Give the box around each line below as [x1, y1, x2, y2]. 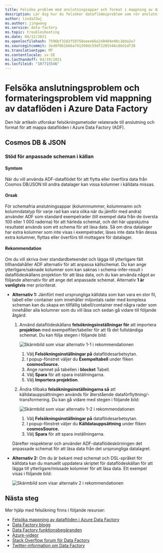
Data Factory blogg [12, 522, 51, 528]
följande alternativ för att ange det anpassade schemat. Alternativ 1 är [5, 277, 145, 283]
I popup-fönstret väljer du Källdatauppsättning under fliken [26, 420, 147, 426]
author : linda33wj [5, 16, 42, 21]
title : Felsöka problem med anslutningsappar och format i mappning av [5, 7, 153, 12]
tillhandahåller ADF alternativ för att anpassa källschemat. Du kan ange [5, 261, 147, 267]
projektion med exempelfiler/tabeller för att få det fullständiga [19, 327, 143, 333]
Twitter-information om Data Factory [12, 542, 85, 548]
